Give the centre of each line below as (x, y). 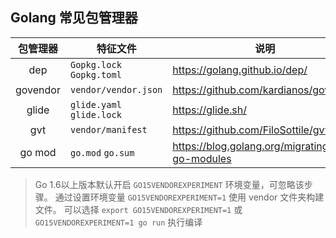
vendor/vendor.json (116, 89)
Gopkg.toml (95, 74)
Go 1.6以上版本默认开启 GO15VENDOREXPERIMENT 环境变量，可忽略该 (169, 184)
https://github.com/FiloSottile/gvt (250, 130)
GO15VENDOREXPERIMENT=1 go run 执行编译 (118, 222)
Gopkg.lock (95, 64)
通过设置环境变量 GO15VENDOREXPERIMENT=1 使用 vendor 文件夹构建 (189, 197)
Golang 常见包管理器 (74, 18)
